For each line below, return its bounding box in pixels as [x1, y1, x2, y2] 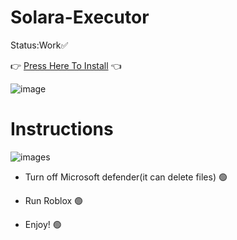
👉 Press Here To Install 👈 [10, 59, 122, 71]
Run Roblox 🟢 [24, 194, 84, 206]
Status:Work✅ [10, 39, 69, 51]
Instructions [10, 118, 114, 141]
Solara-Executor [10, 6, 150, 29]
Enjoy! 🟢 [24, 218, 62, 230]
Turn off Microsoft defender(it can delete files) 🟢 [24, 171, 228, 183]
